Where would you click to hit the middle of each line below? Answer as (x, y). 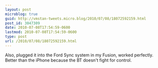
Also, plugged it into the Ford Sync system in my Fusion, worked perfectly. (79, 55)
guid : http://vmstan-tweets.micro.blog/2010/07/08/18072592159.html (76, 18)
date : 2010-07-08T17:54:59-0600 (38, 28)
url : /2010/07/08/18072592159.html (41, 41)
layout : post (18, 9)
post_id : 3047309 (23, 23)
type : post (16, 37)
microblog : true (21, 14)
